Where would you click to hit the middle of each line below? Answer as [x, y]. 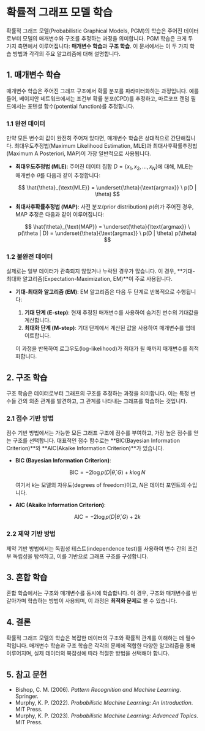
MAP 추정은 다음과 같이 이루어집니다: [60, 214]
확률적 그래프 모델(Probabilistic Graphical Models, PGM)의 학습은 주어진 [94, 31]
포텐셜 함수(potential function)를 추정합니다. [81, 106]
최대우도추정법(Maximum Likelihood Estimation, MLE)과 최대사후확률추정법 [106, 146]
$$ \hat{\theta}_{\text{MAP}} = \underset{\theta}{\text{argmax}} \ [107, 226]
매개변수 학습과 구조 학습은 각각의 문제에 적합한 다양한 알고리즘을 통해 [112, 646]
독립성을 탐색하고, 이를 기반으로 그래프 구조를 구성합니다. [80, 556]
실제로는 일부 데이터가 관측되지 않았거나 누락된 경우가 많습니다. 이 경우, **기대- [101, 271]
